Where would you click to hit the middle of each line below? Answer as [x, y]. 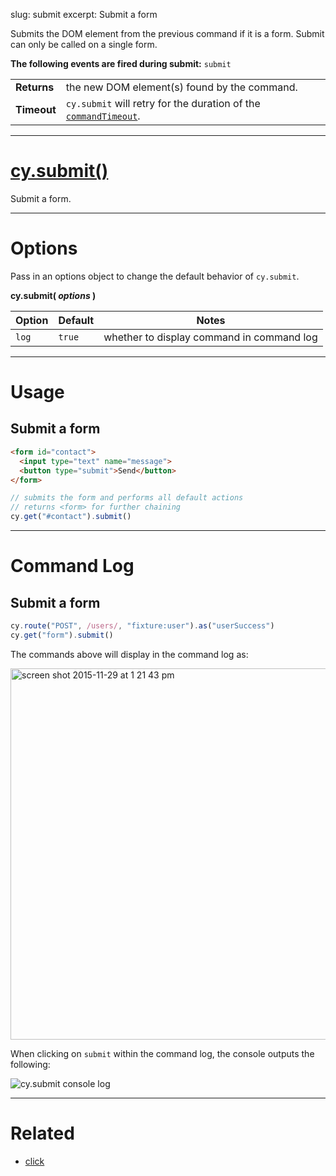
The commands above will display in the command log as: [129, 654]
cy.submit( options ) [53, 295]
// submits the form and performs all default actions [127, 498]
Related [42, 1133]
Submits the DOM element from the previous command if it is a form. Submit [167, 33]
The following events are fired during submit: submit [121, 63]
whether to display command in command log [210, 337]
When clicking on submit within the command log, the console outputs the [162, 1053]
